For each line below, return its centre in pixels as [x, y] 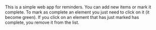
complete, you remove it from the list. [42, 22]
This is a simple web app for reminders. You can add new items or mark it [78, 7]
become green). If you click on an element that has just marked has [72, 17]
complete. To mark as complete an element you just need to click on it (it [77, 12]
